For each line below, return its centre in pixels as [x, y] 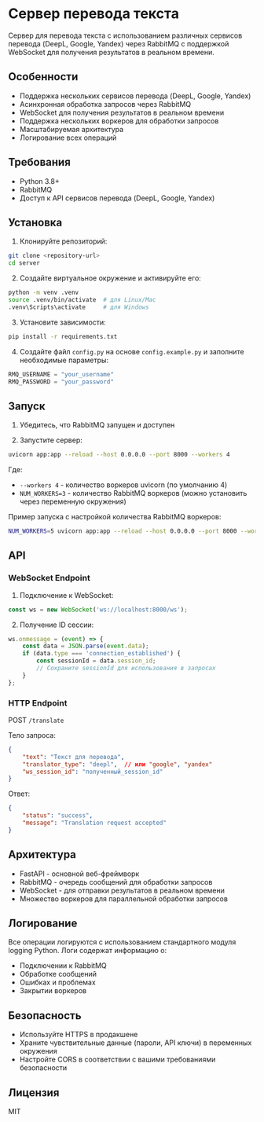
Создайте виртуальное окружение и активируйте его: [110, 278]
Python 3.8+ [40, 181]
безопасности [43, 1068]
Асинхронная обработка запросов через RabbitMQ [105, 104]
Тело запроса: [32, 735]
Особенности [43, 77]
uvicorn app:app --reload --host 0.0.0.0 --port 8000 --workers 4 [119, 455]
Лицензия [34, 1093]
